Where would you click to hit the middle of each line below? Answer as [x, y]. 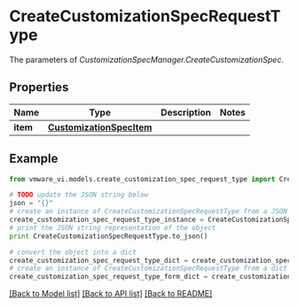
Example [34, 159]
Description [186, 112]
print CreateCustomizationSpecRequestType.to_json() [109, 236]
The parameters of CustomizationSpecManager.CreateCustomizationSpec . [146, 59]
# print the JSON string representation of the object [113, 227]
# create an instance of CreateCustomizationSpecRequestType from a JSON [149, 211]
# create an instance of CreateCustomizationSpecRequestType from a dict [149, 269]
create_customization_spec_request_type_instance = [106, 220]
